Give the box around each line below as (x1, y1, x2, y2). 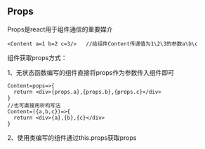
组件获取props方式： (7, 53, 67, 62)
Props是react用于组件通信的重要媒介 (7, 24, 114, 34)
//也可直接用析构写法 (7, 101, 61, 109)
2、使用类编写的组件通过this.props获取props (7, 133, 137, 142)
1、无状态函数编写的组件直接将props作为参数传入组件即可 (7, 68, 174, 76)
